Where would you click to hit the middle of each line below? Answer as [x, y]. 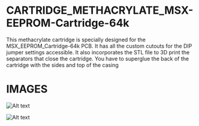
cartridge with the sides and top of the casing [62, 65]
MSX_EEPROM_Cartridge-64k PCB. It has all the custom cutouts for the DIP [99, 46]
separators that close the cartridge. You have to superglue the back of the [98, 59]
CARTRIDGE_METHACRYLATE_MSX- [100, 10]
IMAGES [27, 89]
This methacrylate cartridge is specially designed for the [76, 39]
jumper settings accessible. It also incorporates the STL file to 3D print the [98, 52]
